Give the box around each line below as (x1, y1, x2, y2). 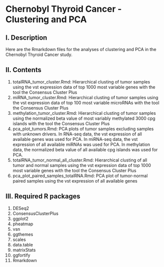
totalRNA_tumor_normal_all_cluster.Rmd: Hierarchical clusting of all (12, 157, 147, 163)
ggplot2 (12, 215, 29, 221)
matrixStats (12, 247, 36, 253)
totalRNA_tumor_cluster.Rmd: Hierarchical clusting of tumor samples (12, 79, 150, 84)
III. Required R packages (5, 192, 81, 201)
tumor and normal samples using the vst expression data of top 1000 (12, 162, 151, 168)
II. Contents (5, 66, 41, 74)
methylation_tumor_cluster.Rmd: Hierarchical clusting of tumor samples (12, 110, 156, 116)
